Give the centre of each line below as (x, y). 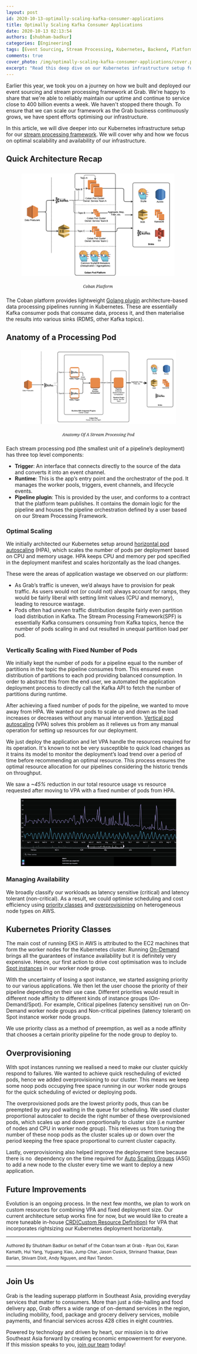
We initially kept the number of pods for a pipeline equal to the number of (94, 663)
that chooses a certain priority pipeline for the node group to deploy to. (92, 1034)
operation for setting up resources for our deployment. (72, 731)
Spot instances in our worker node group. (56, 968)
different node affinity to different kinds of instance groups (77, 998)
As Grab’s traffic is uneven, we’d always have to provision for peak (94, 585)
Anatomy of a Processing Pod (61, 337)
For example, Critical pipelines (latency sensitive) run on (112, 1005)
